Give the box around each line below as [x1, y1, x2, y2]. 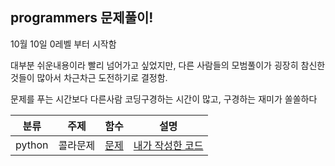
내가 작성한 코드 [133, 138, 204, 152]
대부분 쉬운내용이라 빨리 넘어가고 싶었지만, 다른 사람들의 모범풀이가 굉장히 [10, 59, 299, 71]
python [15, 138, 49, 152]
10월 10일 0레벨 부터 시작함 [10, 38, 117, 50]
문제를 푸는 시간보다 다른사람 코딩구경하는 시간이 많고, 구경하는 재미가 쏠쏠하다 [10, 93, 318, 105]
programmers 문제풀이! [10, 9, 154, 27]
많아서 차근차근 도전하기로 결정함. [36, 71, 168, 83]
